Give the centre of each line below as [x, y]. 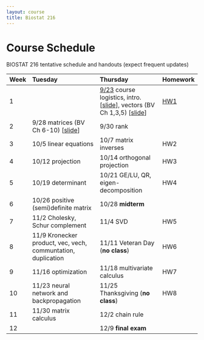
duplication [48, 258]
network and [50, 293]
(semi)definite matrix [62, 208]
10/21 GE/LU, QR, [126, 175]
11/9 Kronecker [55, 235]
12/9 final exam [123, 328]
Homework [178, 80]
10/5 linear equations [63, 144]
